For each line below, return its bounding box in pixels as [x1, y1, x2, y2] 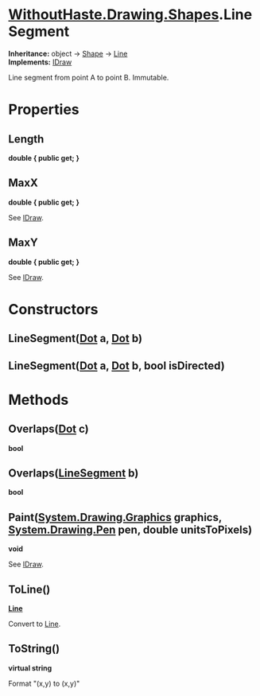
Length [8, 132, 45, 146]
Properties [8, 101, 80, 119]
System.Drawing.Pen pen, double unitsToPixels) [8, 523, 253, 536]
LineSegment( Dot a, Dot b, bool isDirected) [8, 359, 225, 372]
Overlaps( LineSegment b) [8, 466, 139, 480]
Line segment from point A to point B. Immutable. [8, 72, 169, 82]
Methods [8, 391, 69, 409]
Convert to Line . [8, 619, 61, 628]
